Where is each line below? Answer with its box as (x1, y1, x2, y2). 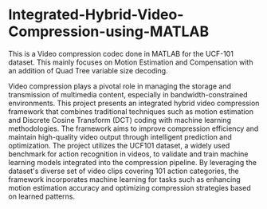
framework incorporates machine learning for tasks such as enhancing (8, 174, 241, 184)
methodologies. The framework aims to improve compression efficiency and (8, 124, 259, 133)
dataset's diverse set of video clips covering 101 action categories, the (8, 166, 239, 175)
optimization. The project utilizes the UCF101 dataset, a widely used (8, 140, 230, 150)
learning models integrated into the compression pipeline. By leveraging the (8, 157, 257, 167)
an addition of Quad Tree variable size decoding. (8, 65, 169, 75)
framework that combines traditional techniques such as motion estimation (8, 106, 253, 116)
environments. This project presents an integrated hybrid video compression (8, 98, 260, 108)
